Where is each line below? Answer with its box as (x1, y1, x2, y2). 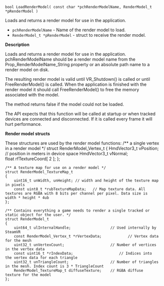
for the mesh (5, 238, 32, 243)
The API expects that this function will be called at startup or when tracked (5, 111, 156, 117)
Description (5, 42, 30, 48)
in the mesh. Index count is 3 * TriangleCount (5, 264, 104, 269)
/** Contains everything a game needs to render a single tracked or (5, 208, 150, 213)
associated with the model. (5, 92, 60, 97)
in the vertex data (5, 247, 45, 252)
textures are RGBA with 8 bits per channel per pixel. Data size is (5, 191, 148, 196)
